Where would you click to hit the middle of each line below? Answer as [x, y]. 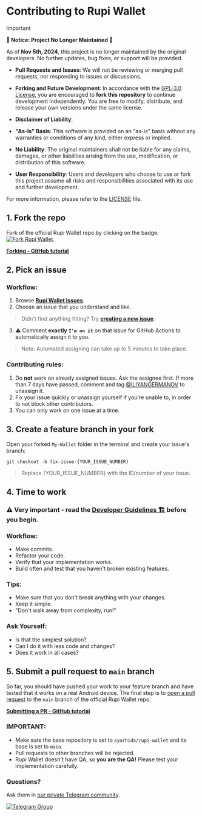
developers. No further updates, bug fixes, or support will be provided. [95, 58]
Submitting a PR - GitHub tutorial [48, 711]
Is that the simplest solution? [51, 640]
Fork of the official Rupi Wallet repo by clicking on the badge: [82, 232]
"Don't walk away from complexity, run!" [66, 610]
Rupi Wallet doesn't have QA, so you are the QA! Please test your [97, 759]
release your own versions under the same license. [79, 107]
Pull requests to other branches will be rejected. [75, 753]
